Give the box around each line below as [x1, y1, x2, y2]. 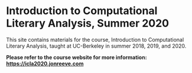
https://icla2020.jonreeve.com [6, 60, 84, 67]
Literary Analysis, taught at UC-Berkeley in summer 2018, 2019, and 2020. [6, 42, 187, 49]
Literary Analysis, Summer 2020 [6, 16, 170, 30]
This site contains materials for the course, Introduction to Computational [6, 36, 184, 43]
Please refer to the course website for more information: [6, 54, 147, 61]
